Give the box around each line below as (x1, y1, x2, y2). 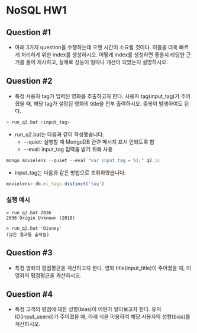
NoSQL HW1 (6, 4, 67, 17)
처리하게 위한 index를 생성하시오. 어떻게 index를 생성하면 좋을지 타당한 (21, 51, 185, 58)
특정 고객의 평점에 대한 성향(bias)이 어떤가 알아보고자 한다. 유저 (14, 306, 162, 313)
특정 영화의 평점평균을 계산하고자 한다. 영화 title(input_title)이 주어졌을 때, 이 (14, 264, 191, 271)
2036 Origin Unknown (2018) (6, 215, 76, 221)
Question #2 (6, 76, 53, 86)
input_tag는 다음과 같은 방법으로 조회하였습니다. (14, 169, 126, 176)
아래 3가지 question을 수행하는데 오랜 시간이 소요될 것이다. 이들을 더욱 (14, 44, 178, 50)
